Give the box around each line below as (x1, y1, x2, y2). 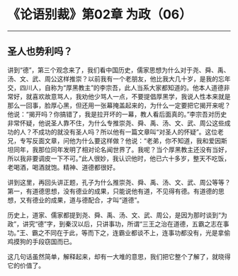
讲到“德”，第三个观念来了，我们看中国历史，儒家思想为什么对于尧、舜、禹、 (7, 65, 230, 74)
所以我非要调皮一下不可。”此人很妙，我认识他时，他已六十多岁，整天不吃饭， (7, 154, 231, 163)
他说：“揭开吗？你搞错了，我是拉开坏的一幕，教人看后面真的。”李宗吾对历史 (7, 110, 227, 118)
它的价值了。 (7, 261, 45, 270)
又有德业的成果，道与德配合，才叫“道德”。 (19, 195, 144, 204)
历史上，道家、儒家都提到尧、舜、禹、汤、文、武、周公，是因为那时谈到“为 (7, 210, 228, 219)
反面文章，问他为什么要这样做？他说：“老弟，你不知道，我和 (31, 136, 209, 145)
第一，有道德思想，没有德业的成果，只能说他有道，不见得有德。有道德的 (7, 187, 218, 195)
